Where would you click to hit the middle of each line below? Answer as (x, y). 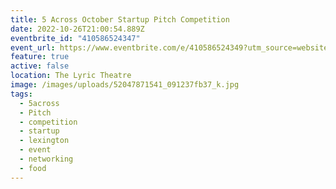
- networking (46, 159)
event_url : (33, 47)
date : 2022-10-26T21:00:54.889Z (77, 29)
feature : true (40, 57)
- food (33, 168)
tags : (21, 94)
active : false (40, 66)
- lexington (44, 141)
